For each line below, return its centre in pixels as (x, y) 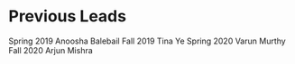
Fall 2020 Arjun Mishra (51, 50)
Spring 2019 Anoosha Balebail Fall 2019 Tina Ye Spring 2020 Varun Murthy (147, 41)
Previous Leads (68, 16)
